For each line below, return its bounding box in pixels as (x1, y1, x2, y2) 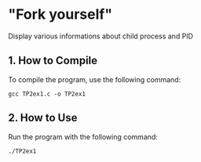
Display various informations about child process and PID (8, 31, 194, 41)
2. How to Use (8, 111, 78, 124)
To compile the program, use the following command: (8, 74, 181, 84)
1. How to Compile (8, 54, 98, 67)
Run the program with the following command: (8, 131, 159, 142)
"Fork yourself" (8, 5, 112, 23)
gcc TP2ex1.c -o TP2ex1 (8, 90, 86, 98)
